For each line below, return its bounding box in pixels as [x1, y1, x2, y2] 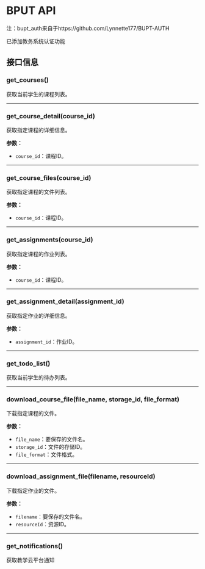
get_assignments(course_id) [6, 235, 93, 244]
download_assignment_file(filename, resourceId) [6, 472, 156, 481]
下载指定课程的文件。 [6, 410, 60, 417]
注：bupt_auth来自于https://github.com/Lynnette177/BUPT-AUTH [6, 24, 170, 32]
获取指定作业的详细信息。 [6, 312, 71, 319]
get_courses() [6, 76, 49, 84]
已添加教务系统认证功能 [6, 37, 65, 45]
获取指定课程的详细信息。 [6, 126, 71, 134]
